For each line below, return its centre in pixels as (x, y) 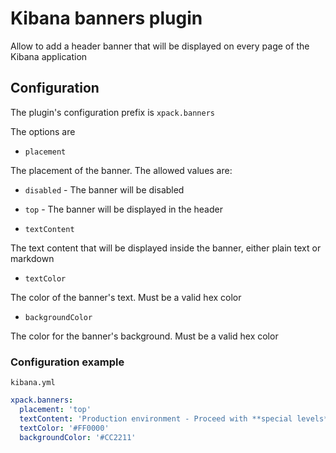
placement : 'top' (55, 409)
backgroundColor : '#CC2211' (78, 437)
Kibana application (49, 56)
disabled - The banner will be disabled (104, 189)
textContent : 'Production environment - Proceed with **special (156, 418)
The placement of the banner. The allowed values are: (121, 170)
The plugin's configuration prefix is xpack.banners (112, 112)
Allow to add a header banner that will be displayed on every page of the (160, 46)
